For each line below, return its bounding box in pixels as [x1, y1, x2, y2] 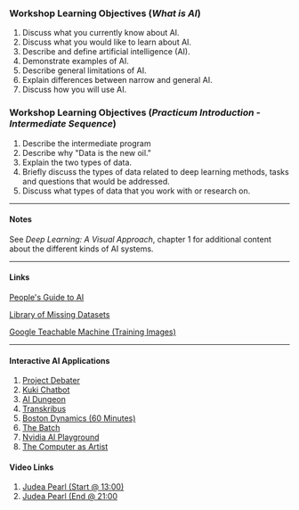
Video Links [9, 462, 54, 473]
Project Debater [21, 375, 80, 386]
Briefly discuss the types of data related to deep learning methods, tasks [21, 166, 289, 177]
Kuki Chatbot [21, 384, 70, 395]
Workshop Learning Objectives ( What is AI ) [9, 7, 202, 20]
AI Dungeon [21, 394, 67, 405]
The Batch [21, 423, 61, 433]
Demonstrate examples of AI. [21, 56, 129, 67]
